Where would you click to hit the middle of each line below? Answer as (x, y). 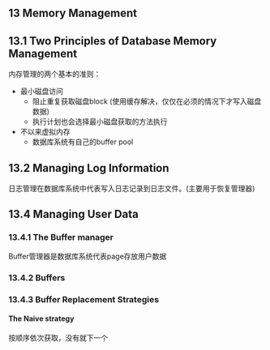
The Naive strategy (41, 318)
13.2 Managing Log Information (89, 168)
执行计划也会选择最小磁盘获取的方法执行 (100, 122)
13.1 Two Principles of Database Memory (113, 41)
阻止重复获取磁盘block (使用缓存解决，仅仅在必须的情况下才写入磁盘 (147, 101)
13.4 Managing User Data (74, 214)
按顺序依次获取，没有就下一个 (58, 337)
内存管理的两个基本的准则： (55, 74)
